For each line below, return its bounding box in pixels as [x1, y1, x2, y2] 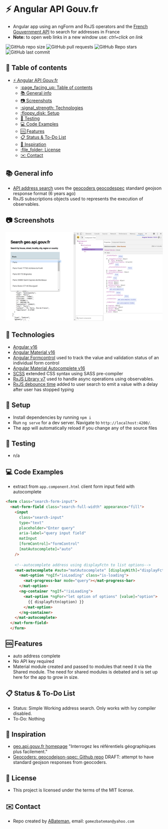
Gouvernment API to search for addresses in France [12, 29, 120, 35]
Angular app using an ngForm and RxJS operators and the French [12, 23, 148, 30]
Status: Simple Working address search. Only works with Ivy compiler [12, 705, 156, 711]
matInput [18, 536, 37, 541]
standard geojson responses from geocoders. [12, 759, 107, 765]
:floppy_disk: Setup [20, 110, 60, 116]
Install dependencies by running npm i [12, 414, 92, 420]
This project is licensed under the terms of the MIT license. [12, 787, 134, 793]
